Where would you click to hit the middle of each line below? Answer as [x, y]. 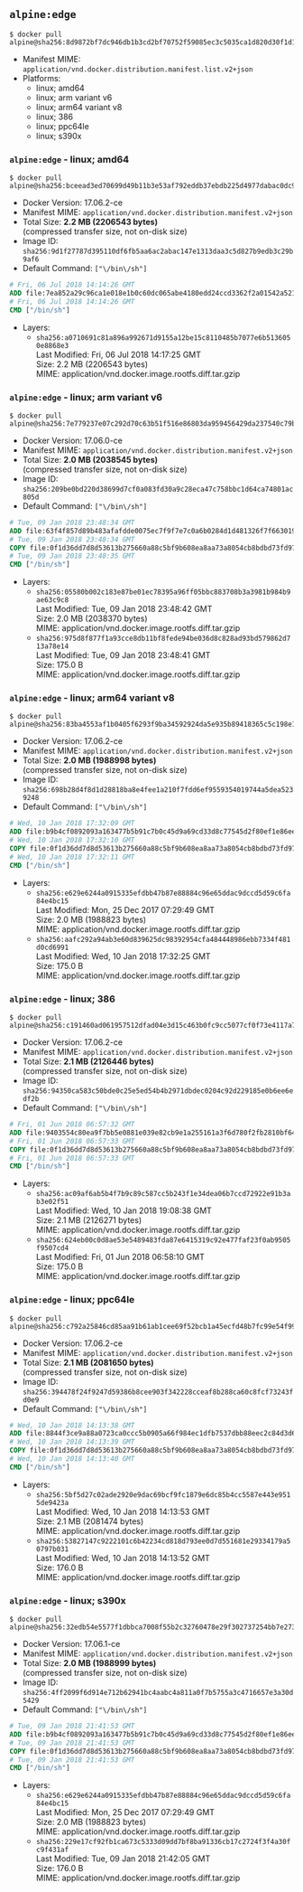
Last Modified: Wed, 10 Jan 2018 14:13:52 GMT [123, 1558]
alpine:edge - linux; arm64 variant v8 [92, 698]
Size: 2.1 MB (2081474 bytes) [90, 1521]
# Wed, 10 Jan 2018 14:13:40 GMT [72, 1459]
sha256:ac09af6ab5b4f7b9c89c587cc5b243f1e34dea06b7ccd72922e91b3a [163, 1194]
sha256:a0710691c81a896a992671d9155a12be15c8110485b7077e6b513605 [163, 338]
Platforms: [41, 78]
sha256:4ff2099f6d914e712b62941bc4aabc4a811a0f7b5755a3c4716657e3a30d [158, 1693]
